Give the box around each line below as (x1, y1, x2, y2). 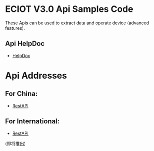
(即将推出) (5, 140, 26, 147)
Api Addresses (5, 70, 67, 81)
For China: (5, 90, 38, 98)
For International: (5, 117, 60, 126)
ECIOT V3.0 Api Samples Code (5, 3, 134, 15)
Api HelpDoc (5, 40, 45, 48)
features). (5, 25, 25, 31)
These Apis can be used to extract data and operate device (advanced (5, 20, 150, 26)
